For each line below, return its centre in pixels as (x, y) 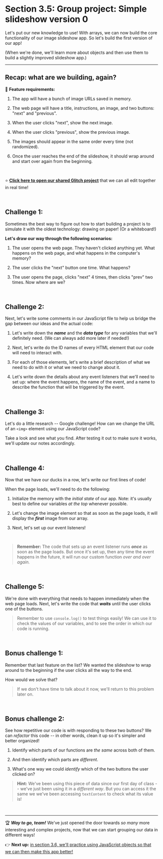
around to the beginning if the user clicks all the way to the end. (69, 670)
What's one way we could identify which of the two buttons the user (80, 769)
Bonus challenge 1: (34, 653)
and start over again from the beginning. (52, 161)
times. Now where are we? (39, 282)
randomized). (25, 146)
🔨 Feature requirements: (30, 89)
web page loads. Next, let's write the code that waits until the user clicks (78, 603)
